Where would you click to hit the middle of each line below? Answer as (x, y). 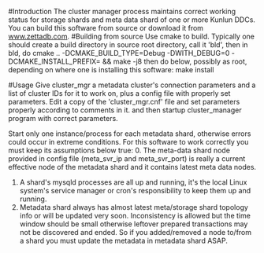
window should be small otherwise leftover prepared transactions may (134, 224)
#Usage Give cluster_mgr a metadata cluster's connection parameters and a (132, 85)
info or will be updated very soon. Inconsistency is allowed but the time (135, 216)
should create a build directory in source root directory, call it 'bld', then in (128, 45)
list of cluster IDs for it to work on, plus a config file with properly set (119, 93)
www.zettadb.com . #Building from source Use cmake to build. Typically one (131, 36)
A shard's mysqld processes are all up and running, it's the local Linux (133, 182)
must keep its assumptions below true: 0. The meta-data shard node (119, 150)
